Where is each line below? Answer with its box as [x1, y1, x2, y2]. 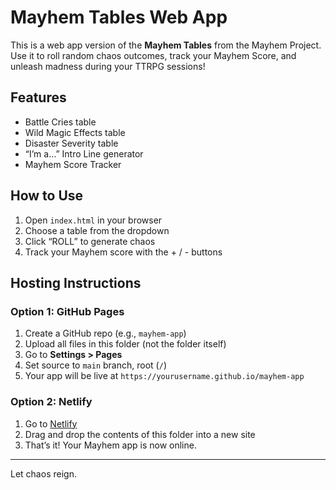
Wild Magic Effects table [24, 126, 126, 138]
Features [10, 89, 67, 106]
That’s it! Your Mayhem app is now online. [24, 439, 197, 451]
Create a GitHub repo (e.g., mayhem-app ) [24, 327, 187, 340]
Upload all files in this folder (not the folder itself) [24, 338, 227, 350]
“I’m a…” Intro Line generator [24, 147, 144, 160]
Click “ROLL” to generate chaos [24, 235, 156, 247]
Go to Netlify [24, 417, 78, 430]
